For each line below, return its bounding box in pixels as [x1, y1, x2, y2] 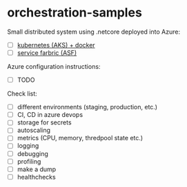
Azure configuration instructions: [7, 63, 101, 71]
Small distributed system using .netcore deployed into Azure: [7, 27, 181, 36]
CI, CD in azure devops [17, 111, 83, 119]
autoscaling [17, 126, 50, 135]
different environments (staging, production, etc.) [17, 103, 157, 111]
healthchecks [17, 173, 57, 181]
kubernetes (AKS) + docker [17, 41, 95, 49]
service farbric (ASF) [17, 49, 77, 56]
